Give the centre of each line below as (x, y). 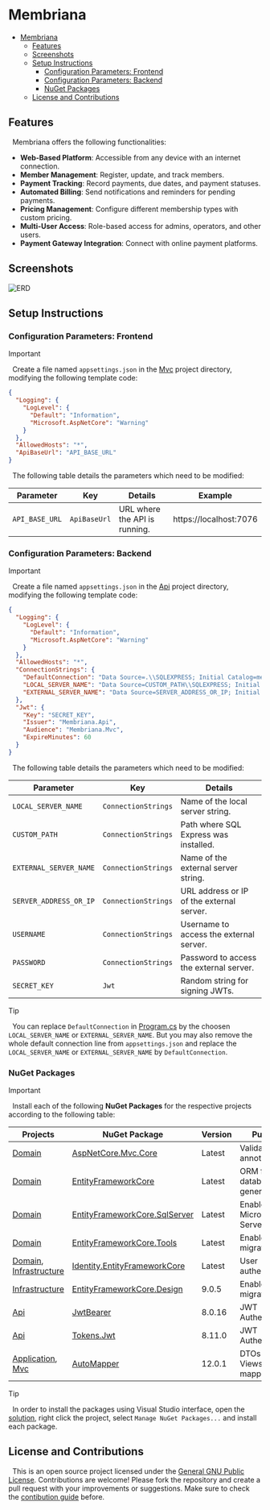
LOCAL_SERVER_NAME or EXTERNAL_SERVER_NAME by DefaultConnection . (118, 1052)
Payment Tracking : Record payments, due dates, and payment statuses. (140, 183)
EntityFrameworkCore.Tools (125, 1243)
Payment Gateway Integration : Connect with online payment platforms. (139, 243)
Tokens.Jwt (94, 1336)
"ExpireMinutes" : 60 (57, 738)
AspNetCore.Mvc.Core (115, 1153)
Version (217, 1134)
